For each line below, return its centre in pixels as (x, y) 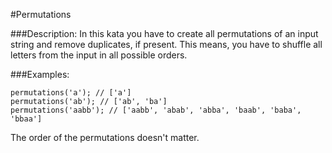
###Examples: (40, 74)
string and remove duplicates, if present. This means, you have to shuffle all (166, 44)
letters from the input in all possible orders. (99, 55)
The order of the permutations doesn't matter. (105, 137)
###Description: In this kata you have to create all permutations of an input (164, 33)
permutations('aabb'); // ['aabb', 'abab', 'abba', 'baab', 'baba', (156, 110)
